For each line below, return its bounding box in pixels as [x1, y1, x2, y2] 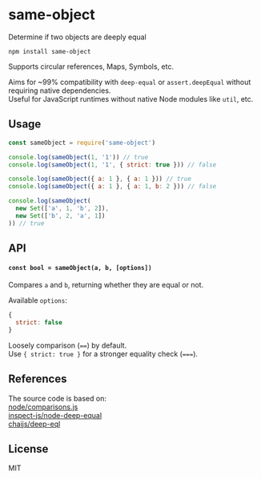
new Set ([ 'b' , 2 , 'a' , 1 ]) [15, 211, 106, 219]
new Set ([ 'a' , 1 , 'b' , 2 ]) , [15, 204, 110, 212]
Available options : [8, 296, 68, 305]
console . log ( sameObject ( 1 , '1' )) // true [8, 153, 149, 161]
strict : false [15, 319, 62, 327]
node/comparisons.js [8, 402, 78, 412]
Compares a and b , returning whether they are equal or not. [8, 280, 204, 290]
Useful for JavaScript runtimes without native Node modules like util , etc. [8, 94, 254, 103]
